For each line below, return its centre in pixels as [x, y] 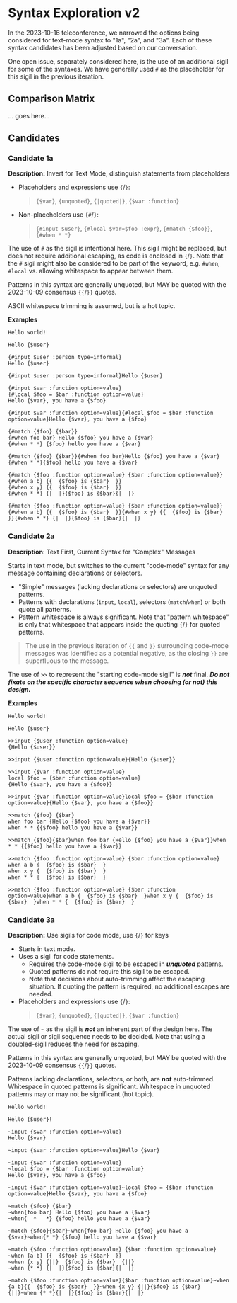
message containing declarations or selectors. [75, 573]
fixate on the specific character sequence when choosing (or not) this [113, 682]
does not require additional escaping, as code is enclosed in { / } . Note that [116, 256]
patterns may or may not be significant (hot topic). [81, 1094]
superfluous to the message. [67, 661]
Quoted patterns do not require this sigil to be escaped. [109, 972]
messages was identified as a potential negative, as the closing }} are [127, 653]
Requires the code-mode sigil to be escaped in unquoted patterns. [126, 964]
